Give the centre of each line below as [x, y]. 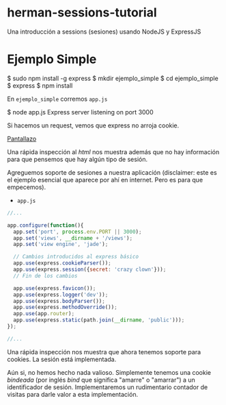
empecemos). [27, 187]
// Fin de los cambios [45, 275]
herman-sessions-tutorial [82, 13]
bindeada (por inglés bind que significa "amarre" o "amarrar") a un [101, 380]
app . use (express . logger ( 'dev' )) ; [61, 295]
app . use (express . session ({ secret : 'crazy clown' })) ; [90, 269]
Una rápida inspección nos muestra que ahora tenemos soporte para [104, 352]
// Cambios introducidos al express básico [76, 257]
